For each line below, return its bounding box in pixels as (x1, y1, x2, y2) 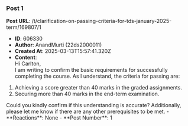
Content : (14, 54, 37, 61)
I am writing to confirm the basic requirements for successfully (14, 67, 168, 74)
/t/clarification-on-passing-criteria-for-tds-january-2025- (31, 18, 172, 25)
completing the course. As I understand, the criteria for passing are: (14, 72, 180, 80)
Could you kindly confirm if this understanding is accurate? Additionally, (6, 102, 181, 109)
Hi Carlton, (14, 60, 41, 67)
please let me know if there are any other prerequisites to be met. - (6, 108, 170, 115)
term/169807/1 (6, 24, 41, 31)
